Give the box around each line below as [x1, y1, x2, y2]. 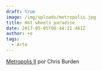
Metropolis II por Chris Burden [6, 57, 80, 65]
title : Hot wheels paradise [6, 20, 75, 25]
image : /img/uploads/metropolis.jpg [6, 14, 96, 20]
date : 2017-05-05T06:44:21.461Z [6, 25, 85, 31]
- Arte [11, 42, 28, 48]
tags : [6, 36, 19, 42]
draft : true [6, 8, 35, 15]
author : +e [6, 31, 33, 37]
